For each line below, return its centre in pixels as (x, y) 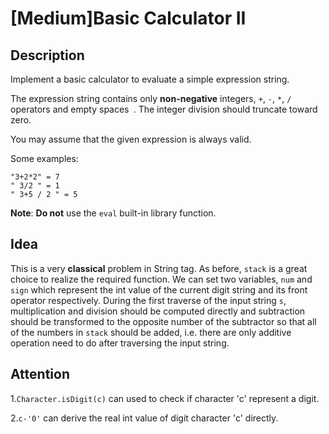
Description (47, 55)
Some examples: (44, 158)
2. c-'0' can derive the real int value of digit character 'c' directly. (144, 418)
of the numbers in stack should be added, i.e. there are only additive (151, 332)
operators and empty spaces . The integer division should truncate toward (164, 109)
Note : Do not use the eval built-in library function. (113, 213)
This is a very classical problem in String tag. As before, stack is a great (159, 268)
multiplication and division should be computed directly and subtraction (158, 311)
